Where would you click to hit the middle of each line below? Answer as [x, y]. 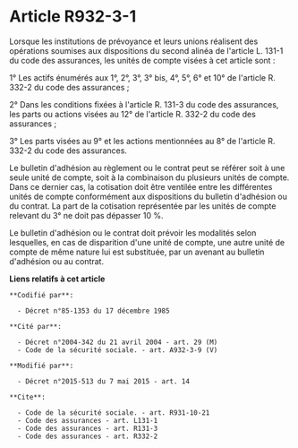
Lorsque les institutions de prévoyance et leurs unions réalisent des [134, 41]
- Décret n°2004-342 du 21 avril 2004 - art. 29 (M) [118, 342]
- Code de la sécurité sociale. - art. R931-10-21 [114, 413]
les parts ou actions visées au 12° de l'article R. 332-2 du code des [133, 114]
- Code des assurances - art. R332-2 [88, 436]
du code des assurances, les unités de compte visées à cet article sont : [142, 60]
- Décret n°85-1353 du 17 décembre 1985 [94, 311]
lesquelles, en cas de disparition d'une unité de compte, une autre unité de [147, 242]
